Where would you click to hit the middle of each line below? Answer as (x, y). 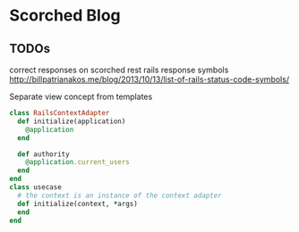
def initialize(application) (72, 121)
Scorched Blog (65, 16)
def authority (43, 154)
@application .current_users (77, 162)
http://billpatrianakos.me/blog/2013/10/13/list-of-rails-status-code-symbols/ (149, 79)
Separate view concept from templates (81, 96)
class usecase (36, 187)
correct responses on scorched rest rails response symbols (119, 70)
